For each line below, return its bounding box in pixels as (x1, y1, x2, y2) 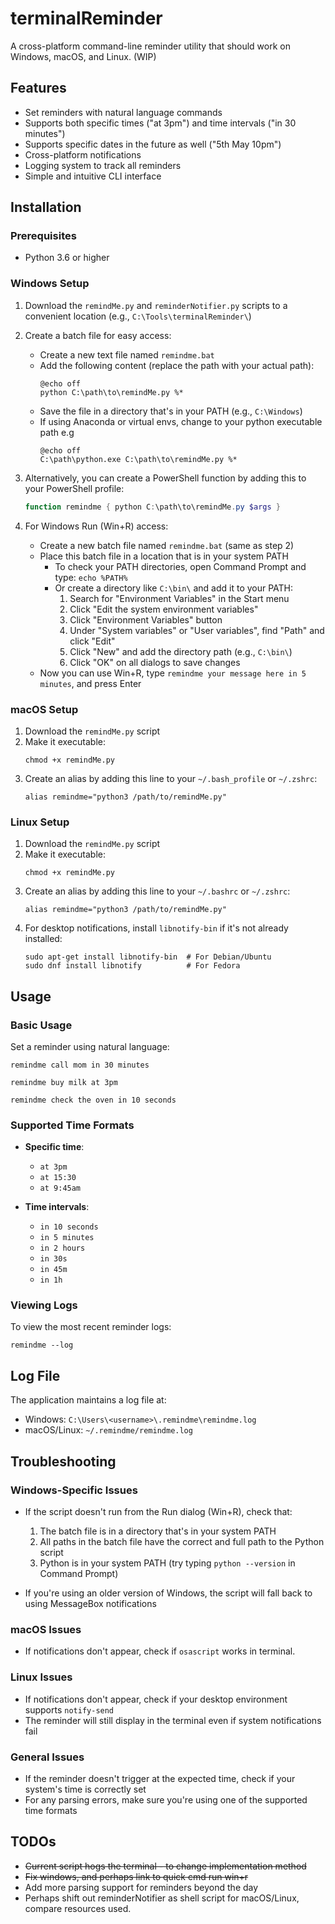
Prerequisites (10, 229, 77, 243)
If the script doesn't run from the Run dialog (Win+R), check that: (24, 1505, 293, 1517)
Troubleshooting (10, 1453, 117, 1470)
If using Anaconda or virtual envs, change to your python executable (39, 415, 323, 427)
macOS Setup (10, 702, 79, 716)
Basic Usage (10, 1018, 73, 1032)
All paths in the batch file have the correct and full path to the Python (39, 1535, 325, 1547)
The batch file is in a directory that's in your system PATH (39, 1525, 277, 1537)
